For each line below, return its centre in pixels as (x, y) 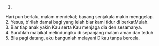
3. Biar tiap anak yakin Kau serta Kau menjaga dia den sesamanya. (74, 27)
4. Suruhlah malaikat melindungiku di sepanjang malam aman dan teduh (79, 33)
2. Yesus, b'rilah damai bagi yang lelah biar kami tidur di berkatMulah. (77, 22)
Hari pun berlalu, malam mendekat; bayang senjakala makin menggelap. (80, 17)
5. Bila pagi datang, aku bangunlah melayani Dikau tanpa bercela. (73, 38)
